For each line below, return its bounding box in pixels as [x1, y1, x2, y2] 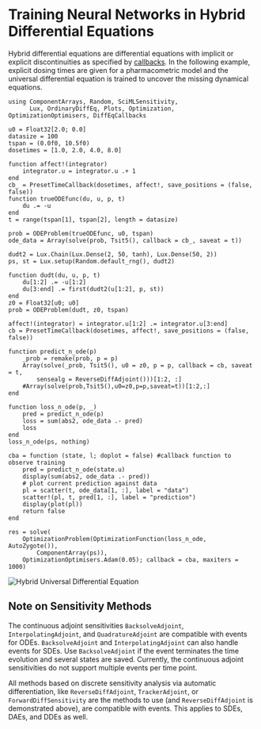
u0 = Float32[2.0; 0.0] [8, 125, 87, 133]
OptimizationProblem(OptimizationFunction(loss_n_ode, [22, 535, 207, 543]
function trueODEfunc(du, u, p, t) [8, 194, 126, 203]
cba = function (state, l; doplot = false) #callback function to [8, 451, 232, 459]
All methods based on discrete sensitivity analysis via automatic [8, 678, 217, 688]
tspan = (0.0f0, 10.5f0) [8, 139, 90, 148]
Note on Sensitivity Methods [8, 600, 152, 613]
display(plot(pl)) [22, 500, 83, 508]
